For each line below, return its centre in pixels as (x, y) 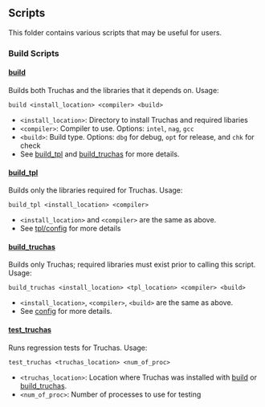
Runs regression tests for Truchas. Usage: (78, 348)
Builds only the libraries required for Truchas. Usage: (96, 190)
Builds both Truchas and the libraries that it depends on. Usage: (114, 90)
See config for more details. (66, 311)
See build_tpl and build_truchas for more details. (100, 154)
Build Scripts (34, 53)
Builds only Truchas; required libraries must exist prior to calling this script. (132, 265)
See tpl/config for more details (70, 229)
